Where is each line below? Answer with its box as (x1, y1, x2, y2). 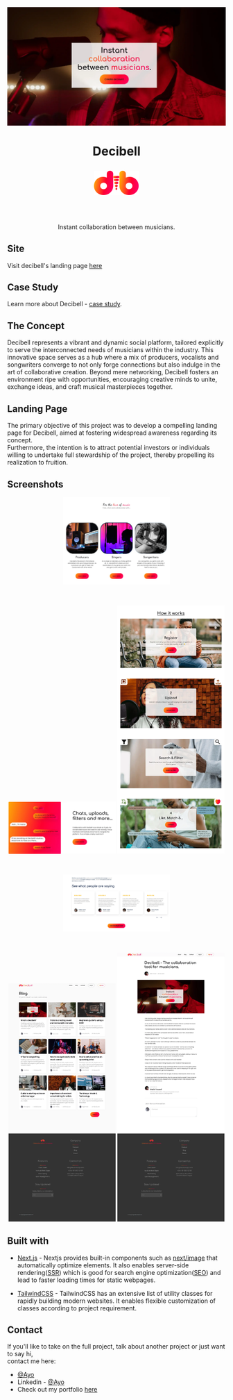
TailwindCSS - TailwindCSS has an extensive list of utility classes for (17, 1289, 213, 1297)
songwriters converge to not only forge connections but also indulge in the (7, 360, 221, 369)
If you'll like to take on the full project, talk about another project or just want (7, 1342, 225, 1351)
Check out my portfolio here (17, 1385, 98, 1394)
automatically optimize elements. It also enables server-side (17, 1260, 189, 1269)
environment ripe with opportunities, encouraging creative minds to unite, (7, 375, 218, 384)
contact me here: (7, 1357, 56, 1365)
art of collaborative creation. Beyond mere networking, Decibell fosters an (7, 368, 218, 376)
